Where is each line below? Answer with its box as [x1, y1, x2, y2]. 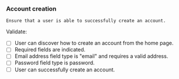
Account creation [6, 5, 57, 13]
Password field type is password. [14, 59, 95, 66]
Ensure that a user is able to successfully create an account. [6, 18, 166, 24]
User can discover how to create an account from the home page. [14, 40, 174, 47]
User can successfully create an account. [14, 66, 115, 73]
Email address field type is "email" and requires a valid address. [14, 53, 168, 60]
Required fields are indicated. [14, 46, 86, 53]
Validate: [6, 28, 27, 35]
